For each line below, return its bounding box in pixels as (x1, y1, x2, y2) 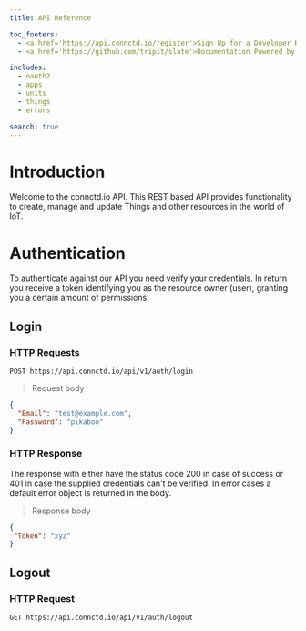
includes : (9, 63, 47, 73)
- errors (17, 106, 51, 115)
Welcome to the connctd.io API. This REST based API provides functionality (9, 191, 293, 202)
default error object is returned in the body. (9, 487, 171, 498)
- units (17, 88, 47, 98)
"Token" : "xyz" (13, 531, 71, 541)
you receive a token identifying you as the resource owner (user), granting (9, 283, 289, 294)
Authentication (9, 243, 126, 264)
